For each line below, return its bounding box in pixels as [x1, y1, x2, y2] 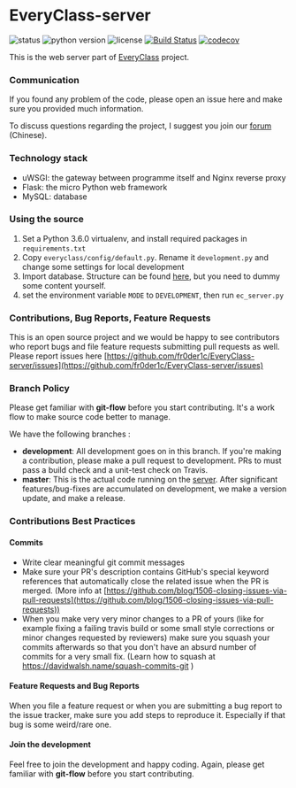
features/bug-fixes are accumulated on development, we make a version [21, 483, 287, 494]
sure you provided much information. [9, 104, 144, 114]
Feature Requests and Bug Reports [9, 681, 140, 691]
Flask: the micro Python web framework [21, 182, 168, 192]
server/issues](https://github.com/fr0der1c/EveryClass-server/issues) [9, 360, 263, 371]
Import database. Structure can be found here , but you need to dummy [21, 271, 281, 282]
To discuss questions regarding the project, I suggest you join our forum [9, 120, 272, 131]
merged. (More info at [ [21, 585, 108, 596]
